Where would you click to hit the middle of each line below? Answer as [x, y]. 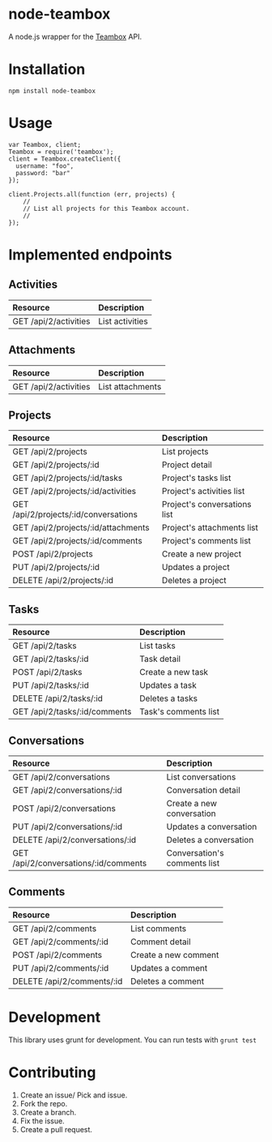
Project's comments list [206, 541]
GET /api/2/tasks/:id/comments [72, 712]
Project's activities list [203, 492]
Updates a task [168, 685]
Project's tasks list [196, 478]
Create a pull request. [56, 1129]
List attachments [130, 386]
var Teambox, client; [45, 144]
